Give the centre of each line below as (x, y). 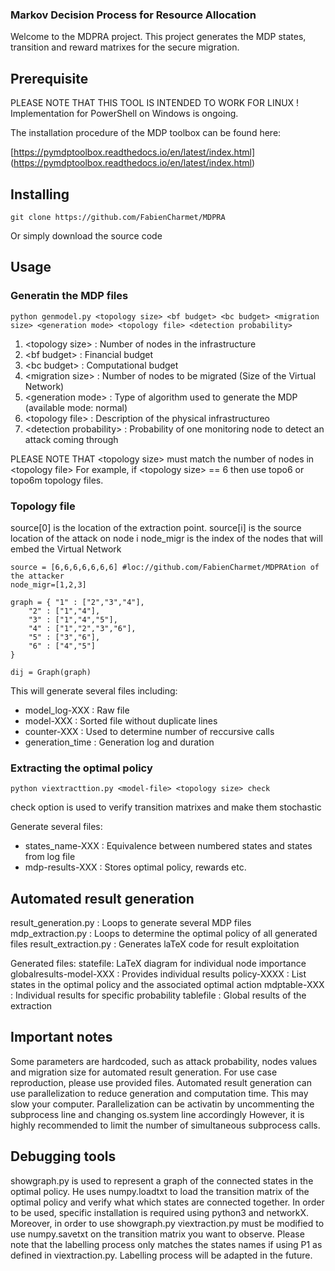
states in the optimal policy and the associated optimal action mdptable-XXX (167, 985)
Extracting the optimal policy (81, 768)
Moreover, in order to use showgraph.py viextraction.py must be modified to (167, 1223)
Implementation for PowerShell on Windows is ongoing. (124, 114)
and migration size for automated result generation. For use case (144, 1072)
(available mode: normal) (76, 407)
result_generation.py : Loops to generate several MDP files (131, 923)
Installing (40, 194)
